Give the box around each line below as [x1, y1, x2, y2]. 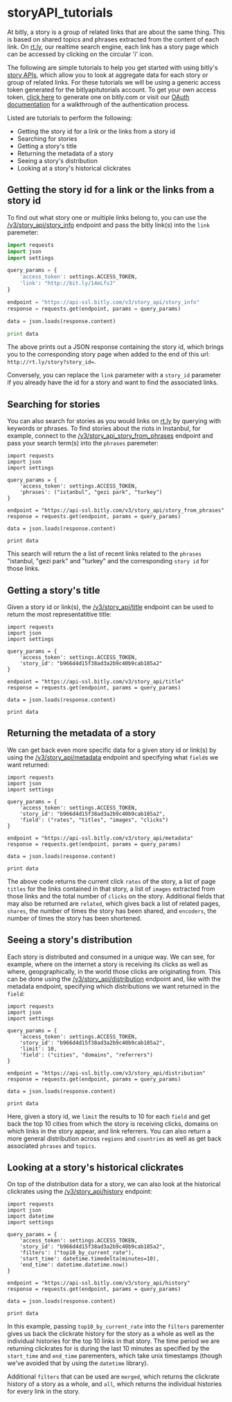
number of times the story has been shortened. [7, 914, 142, 922]
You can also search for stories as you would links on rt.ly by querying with [7, 417, 222, 425]
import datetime [7, 1213, 54, 1220]
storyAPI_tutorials [7, 5, 113, 21]
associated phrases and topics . [7, 1141, 97, 1149]
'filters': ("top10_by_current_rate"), [19, 1249, 135, 1256]
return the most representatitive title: [7, 610, 112, 618]
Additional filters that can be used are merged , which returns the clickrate [7, 1372, 220, 1381]
